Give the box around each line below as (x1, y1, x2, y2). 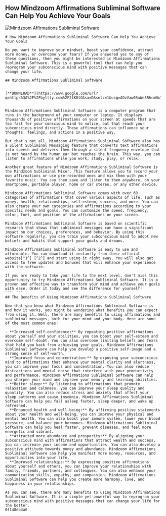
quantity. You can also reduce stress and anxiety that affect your (5, 390, 149, 395)
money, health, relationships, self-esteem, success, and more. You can (5, 199, 158, 204)
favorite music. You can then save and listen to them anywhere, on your (5, 177, 161, 182)
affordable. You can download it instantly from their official (5, 251, 140, 256)
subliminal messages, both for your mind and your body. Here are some (5, 316, 156, 321)
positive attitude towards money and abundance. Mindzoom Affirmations (5, 446, 156, 452)
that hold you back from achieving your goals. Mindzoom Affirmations (5, 342, 154, 347)
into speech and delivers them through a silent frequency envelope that (5, 147, 161, 152)
